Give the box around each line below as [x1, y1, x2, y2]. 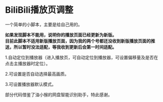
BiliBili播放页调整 [5, 4, 73, 16]
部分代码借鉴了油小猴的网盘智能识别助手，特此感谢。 [5, 91, 113, 98]
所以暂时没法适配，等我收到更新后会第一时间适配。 [13, 44, 116, 50]
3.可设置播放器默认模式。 [5, 81, 56, 87]
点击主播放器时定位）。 [5, 61, 50, 66]
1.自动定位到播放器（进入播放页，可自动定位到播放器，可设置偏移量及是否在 [5, 54, 158, 60]
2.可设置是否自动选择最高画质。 [5, 71, 70, 77]
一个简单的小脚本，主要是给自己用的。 [5, 21, 82, 27]
